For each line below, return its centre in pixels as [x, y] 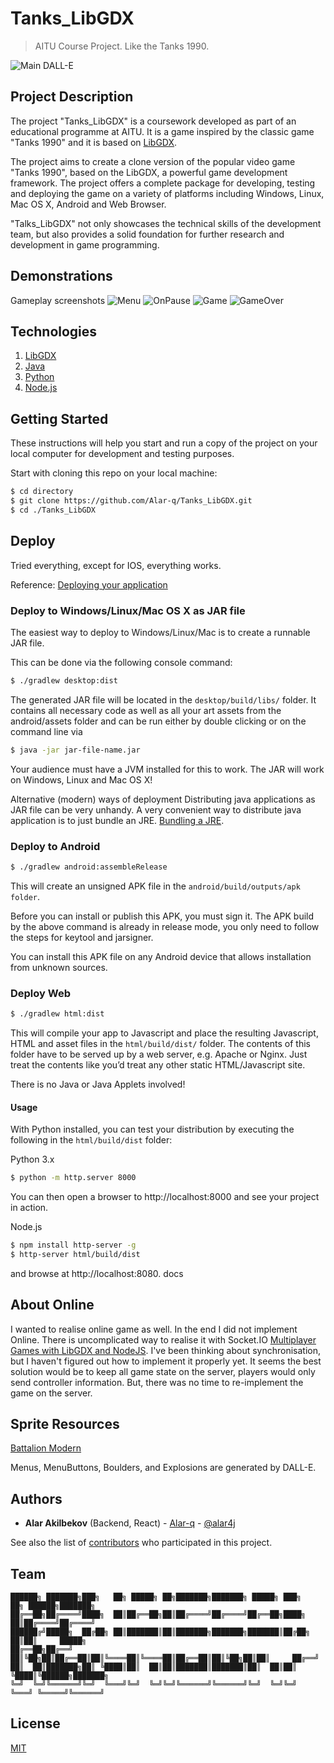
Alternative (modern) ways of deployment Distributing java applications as [163, 799]
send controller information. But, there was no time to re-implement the [157, 1382]
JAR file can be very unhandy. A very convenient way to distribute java [156, 809]
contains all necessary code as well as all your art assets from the [146, 710]
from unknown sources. [59, 967]
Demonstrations [61, 276]
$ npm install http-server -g [73, 1245]
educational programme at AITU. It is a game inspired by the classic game [162, 131]
